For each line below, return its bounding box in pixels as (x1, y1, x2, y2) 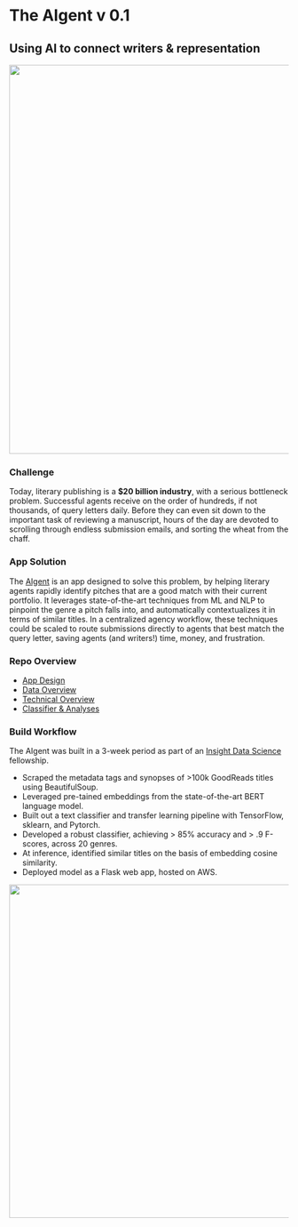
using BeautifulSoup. (21, 782, 99, 792)
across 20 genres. (51, 838, 118, 849)
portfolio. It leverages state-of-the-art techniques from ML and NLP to (9, 595, 265, 605)
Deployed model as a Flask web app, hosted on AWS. (21, 867, 217, 878)
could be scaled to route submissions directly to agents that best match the (9, 623, 285, 634)
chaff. (9, 533, 31, 544)
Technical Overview (21, 694, 95, 704)
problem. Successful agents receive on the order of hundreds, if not (9, 495, 258, 507)
